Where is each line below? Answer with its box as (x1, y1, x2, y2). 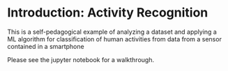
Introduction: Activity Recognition (7, 5, 208, 21)
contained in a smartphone (7, 42, 85, 50)
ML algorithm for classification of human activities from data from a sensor (7, 34, 222, 43)
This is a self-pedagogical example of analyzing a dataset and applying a (7, 28, 218, 36)
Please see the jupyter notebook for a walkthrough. (7, 55, 155, 63)
